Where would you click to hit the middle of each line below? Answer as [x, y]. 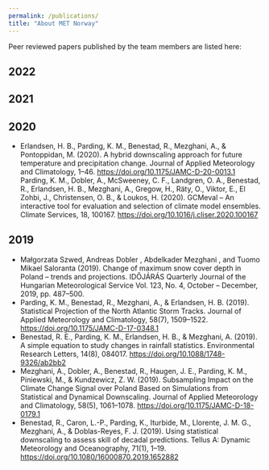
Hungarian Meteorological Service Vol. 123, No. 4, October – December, [139, 285]
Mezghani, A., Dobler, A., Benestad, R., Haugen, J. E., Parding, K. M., [133, 371]
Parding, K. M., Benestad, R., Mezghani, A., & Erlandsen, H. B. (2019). [134, 302]
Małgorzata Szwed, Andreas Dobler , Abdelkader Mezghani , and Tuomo [140, 259]
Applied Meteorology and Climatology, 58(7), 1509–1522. [114, 319]
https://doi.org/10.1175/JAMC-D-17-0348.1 [89, 328]
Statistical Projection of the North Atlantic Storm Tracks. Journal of [130, 311]
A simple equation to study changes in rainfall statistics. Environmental [137, 345]
